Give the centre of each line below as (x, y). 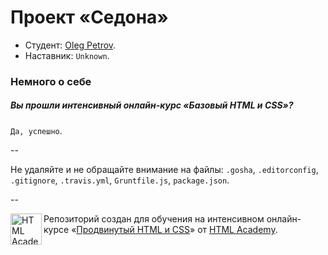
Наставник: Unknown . (67, 55)
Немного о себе (51, 81)
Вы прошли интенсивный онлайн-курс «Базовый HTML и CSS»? (152, 105)
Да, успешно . (36, 130)
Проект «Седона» (89, 17)
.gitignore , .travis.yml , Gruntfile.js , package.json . (120, 180)
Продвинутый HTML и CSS (133, 229)
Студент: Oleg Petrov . (70, 45)
